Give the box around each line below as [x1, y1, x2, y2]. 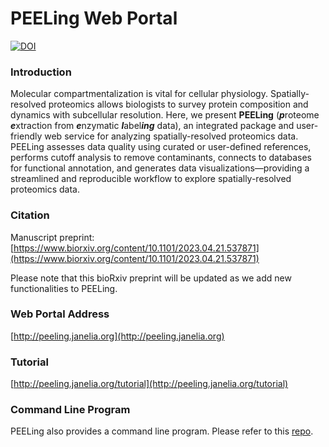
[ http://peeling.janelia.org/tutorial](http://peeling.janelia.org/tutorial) [10, 378, 289, 390]
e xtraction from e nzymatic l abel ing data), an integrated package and [10, 120, 295, 132]
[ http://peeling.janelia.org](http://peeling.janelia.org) [10, 330, 225, 342]
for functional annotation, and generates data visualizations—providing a [10, 162, 310, 174]
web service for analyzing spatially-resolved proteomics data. [44, 130, 299, 142]
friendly [10, 130, 43, 142]
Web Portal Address [10, 307, 110, 321]
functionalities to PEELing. [10, 282, 118, 294]
